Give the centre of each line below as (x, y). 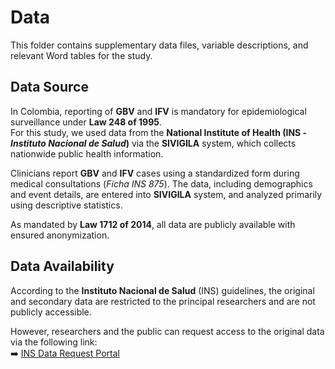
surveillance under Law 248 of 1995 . (86, 122)
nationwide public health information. (87, 153)
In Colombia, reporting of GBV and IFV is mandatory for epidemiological (158, 111)
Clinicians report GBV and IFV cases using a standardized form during (155, 173)
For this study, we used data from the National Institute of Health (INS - (159, 132)
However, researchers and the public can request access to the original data (167, 331)
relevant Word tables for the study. (81, 55)
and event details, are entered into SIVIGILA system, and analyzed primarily (166, 194)
